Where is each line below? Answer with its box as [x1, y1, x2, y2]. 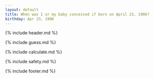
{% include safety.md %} [5, 59, 56, 65]
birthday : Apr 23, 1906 [5, 16, 54, 21]
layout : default [5, 7, 39, 12]
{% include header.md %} [5, 30, 58, 36]
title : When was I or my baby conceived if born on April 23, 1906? [5, 12, 150, 17]
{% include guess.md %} [5, 39, 56, 45]
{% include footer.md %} [5, 68, 56, 74]
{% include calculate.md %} [5, 49, 62, 55]
